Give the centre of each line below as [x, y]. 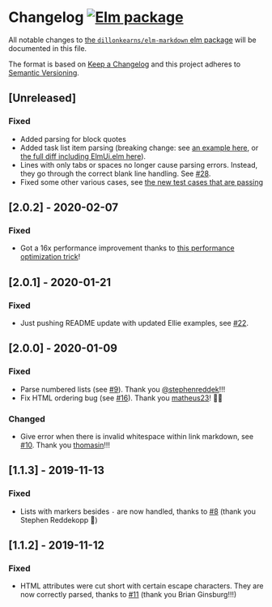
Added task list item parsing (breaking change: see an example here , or [139, 147]
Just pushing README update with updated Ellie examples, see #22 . [134, 323]
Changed [27, 419]
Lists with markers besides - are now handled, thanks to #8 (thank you [138, 511]
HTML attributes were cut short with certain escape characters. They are [142, 586]
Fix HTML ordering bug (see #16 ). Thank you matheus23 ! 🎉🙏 [121, 398]
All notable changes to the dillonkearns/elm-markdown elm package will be [132, 40]
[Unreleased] [42, 98]
